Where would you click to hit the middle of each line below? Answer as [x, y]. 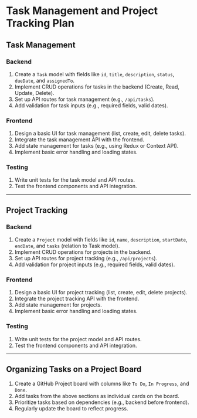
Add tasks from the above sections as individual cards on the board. [97, 396]
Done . [21, 390]
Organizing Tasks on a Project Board [74, 370]
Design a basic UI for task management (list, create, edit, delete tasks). [100, 134]
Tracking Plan [40, 23]
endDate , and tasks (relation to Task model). [67, 246]
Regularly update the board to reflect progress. [71, 408]
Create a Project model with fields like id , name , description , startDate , [101, 240]
